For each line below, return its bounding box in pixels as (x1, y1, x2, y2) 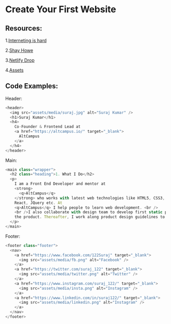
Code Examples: (5, 82, 59, 90)
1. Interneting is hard (5, 37, 47, 43)
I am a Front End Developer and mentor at (14, 181, 106, 187)
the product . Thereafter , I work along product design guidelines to (14, 214, 165, 220)
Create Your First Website (5, 4, 116, 15)
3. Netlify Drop (5, 57, 35, 63)
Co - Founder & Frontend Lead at (14, 124, 81, 130)
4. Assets (5, 67, 24, 73)
